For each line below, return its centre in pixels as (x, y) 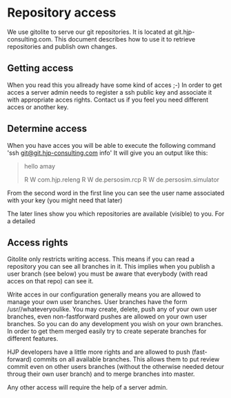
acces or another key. (38, 107)
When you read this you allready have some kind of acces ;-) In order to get (115, 85)
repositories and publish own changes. (62, 46)
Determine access (47, 129)
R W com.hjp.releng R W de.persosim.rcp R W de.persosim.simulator (121, 179)
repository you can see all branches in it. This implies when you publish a (111, 267)
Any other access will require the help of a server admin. (88, 388)
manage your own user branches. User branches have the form (97, 302)
